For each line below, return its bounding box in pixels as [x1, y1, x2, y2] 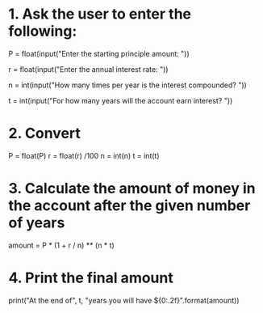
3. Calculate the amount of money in [8, 180, 256, 198]
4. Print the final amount [8, 269, 173, 287]
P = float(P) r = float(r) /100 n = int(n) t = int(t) [8, 150, 160, 160]
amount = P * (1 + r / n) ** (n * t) [8, 240, 115, 250]
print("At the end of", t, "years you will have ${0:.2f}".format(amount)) [8, 295, 240, 305]
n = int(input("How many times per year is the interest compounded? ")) [8, 80, 248, 90]
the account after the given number [8, 197, 251, 215]
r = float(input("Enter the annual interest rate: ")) [8, 64, 169, 74]
